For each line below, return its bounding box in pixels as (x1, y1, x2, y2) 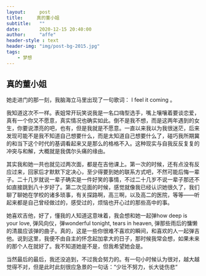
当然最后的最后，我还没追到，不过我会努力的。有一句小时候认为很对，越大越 (6, 256, 200, 263)
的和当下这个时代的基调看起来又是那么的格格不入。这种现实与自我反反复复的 (6, 140, 200, 147)
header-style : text (6, 37, 59, 44)
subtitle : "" (6, 20, 45, 26)
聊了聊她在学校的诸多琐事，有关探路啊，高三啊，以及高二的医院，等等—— (6, 191, 194, 199)
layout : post (6, 9, 51, 15)
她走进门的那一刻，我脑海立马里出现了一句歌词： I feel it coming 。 (6, 96, 176, 104)
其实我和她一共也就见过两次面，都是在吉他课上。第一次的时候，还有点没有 (6, 161, 194, 168)
